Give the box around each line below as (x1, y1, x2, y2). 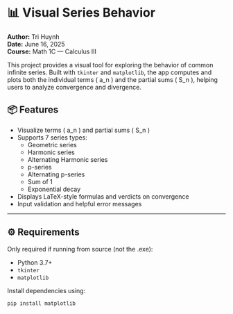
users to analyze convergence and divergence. (7, 83, 142, 91)
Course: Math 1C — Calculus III (7, 47, 97, 56)
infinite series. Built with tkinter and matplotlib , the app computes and (7, 68, 212, 76)
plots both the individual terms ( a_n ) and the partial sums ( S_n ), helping (7, 75, 218, 83)
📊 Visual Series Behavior (7, 5, 156, 21)
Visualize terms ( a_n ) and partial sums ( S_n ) (17, 126, 150, 134)
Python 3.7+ (17, 258, 53, 267)
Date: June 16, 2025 (7, 40, 65, 48)
